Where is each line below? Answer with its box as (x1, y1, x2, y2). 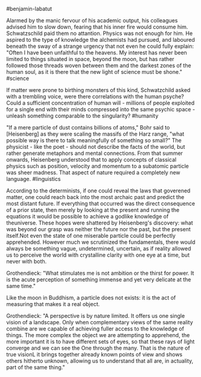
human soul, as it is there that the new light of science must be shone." (6, 68, 183, 75)
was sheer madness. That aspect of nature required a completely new (6, 169, 180, 176)
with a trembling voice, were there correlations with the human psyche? (6, 93, 184, 100)
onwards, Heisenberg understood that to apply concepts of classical (6, 156, 177, 163)
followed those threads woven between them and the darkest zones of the (6, 62, 191, 69)
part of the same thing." (6, 364, 65, 371)
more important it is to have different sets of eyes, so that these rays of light (6, 338, 195, 345)
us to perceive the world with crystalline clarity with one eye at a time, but (6, 251, 190, 258)
